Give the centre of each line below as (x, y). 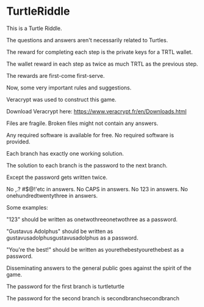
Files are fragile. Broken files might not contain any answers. (82, 123)
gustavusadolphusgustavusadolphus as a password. (72, 238)
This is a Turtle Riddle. (34, 28)
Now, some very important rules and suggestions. (69, 88)
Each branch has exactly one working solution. (65, 153)
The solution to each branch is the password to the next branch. (87, 165)
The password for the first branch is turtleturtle (65, 286)
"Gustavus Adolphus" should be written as (60, 231)
